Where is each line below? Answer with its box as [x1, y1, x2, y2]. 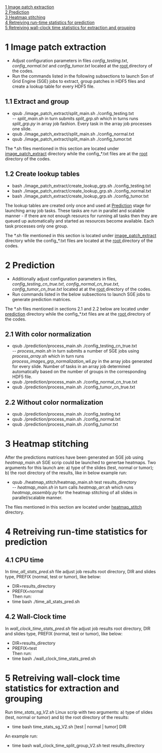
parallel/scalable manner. [12, 495, 63, 501]
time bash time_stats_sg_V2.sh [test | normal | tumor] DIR [12, 723, 127, 729]
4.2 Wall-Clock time [5, 613, 66, 621]
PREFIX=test [12, 645, 37, 651]
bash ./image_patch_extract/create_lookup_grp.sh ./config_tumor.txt [12, 193, 149, 199]
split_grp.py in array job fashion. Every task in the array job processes [12, 121, 152, 127]
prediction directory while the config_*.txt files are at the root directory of [5, 311, 151, 317]
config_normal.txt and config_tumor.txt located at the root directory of [12, 63, 153, 68]
